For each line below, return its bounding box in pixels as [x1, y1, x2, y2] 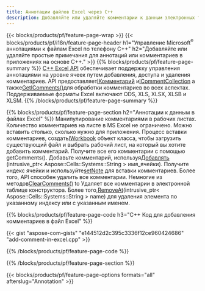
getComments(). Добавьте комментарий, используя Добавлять [6, 154, 170, 161]
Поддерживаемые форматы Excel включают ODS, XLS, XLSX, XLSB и [6, 91, 187, 98]
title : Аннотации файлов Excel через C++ [6, 9, 113, 15]
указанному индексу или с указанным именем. [6, 199, 130, 207]
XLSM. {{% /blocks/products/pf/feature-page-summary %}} [6, 97, 158, 104]
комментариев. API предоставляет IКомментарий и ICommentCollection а [6, 77, 195, 85]
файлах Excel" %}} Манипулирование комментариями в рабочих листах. [6, 115, 196, 122]
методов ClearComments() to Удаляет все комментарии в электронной [6, 180, 190, 188]
